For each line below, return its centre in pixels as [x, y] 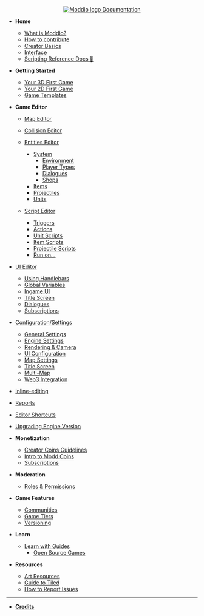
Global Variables [45, 285]
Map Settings [41, 360]
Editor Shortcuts [35, 415]
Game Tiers [39, 516]
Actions [43, 229]
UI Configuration [45, 354]
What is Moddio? [45, 33]
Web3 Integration [46, 379]
